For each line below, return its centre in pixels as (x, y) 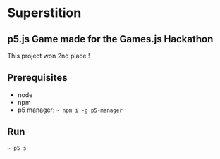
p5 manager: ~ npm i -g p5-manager (70, 110)
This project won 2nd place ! (49, 56)
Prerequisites (37, 78)
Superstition (44, 13)
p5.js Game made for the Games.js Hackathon (110, 39)
